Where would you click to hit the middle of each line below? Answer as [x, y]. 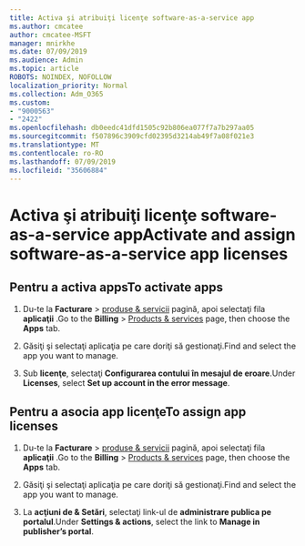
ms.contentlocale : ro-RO [56, 153]
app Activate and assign [204, 234]
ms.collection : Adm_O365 [56, 94]
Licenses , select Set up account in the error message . [126, 383]
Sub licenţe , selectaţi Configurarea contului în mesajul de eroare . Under [159, 373]
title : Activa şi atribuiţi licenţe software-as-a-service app [132, 18]
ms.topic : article [44, 69]
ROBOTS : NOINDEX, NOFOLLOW [61, 77]
